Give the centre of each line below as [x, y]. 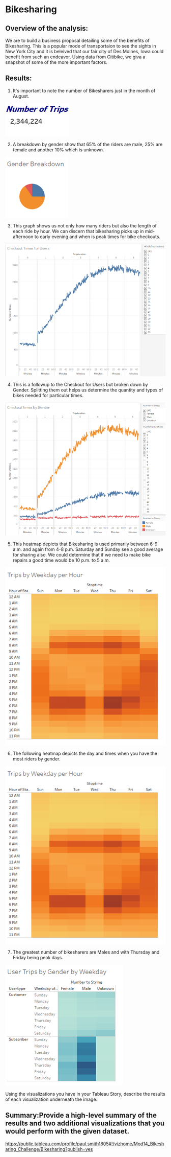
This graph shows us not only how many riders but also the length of [84, 225]
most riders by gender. [36, 759]
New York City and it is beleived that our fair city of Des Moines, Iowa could [84, 51]
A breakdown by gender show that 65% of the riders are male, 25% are [88, 144]
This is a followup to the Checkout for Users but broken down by [80, 385]
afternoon [23, 237]
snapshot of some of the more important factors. [56, 62]
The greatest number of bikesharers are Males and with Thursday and [86, 952]
